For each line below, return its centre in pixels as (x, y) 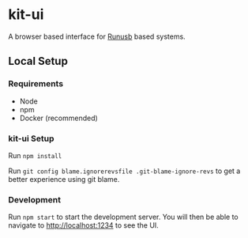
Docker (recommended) (59, 118)
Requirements (36, 84)
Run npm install (35, 155)
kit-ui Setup (31, 138)
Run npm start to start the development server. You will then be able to (123, 217)
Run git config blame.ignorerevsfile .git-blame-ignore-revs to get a (124, 171)
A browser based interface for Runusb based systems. (97, 36)
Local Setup (38, 61)
